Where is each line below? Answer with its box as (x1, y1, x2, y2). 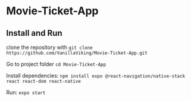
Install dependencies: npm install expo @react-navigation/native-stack (6, 72, 186, 79)
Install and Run (6, 28, 62, 38)
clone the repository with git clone (6, 44, 93, 51)
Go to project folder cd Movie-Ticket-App (6, 61, 107, 67)
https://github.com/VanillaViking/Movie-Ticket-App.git (6, 50, 148, 56)
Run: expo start (6, 89, 46, 96)
